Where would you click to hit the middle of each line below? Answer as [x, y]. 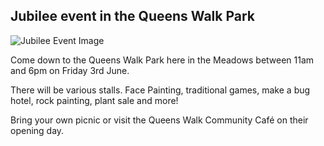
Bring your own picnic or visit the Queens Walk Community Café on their [159, 120]
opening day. [37, 130]
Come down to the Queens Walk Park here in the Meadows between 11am [162, 60]
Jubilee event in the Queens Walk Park [133, 16]
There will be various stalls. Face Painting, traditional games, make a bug [160, 90]
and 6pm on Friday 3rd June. [70, 70]
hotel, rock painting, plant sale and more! [94, 100]
